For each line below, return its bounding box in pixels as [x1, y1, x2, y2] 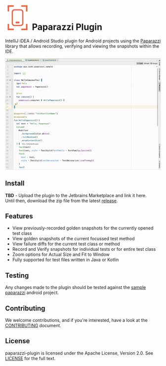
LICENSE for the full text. [5, 355, 56, 361]
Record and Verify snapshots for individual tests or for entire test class [12, 246, 156, 252]
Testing [5, 271, 29, 280]
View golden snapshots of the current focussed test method [12, 236, 135, 242]
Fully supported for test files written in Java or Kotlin [12, 257, 119, 263]
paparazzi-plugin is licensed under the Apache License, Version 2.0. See [5, 350, 154, 356]
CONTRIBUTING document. [5, 323, 62, 329]
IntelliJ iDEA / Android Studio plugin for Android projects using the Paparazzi [5, 38, 161, 44]
